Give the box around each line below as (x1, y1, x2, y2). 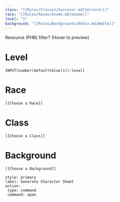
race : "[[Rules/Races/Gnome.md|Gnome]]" (5, 12, 90, 17)
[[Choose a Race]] (5, 101, 43, 106)
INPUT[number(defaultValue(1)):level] (5, 68, 85, 73)
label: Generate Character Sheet (5, 179, 74, 184)
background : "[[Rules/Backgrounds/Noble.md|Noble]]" (5, 21, 116, 26)
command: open (7, 192, 37, 197)
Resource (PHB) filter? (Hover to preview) (5, 35, 90, 40)
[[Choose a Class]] (5, 134, 45, 139)
